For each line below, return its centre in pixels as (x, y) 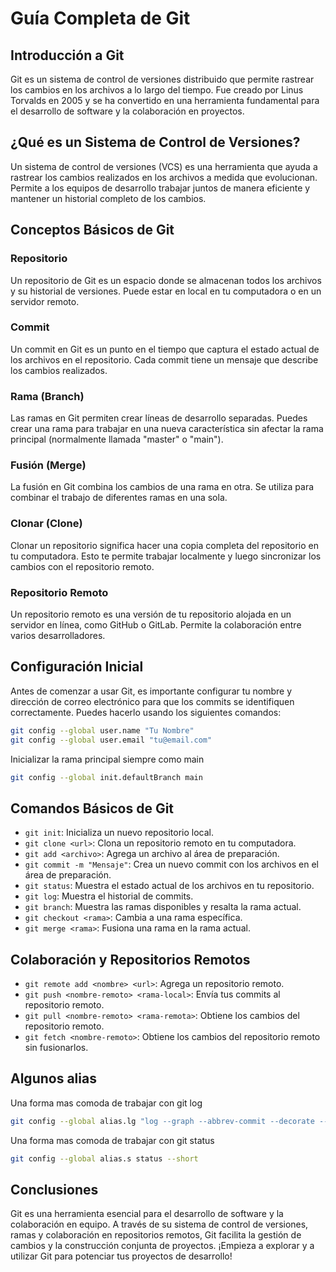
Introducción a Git (67, 55)
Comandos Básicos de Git (92, 808)
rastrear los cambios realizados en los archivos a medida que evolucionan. (164, 177)
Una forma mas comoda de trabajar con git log (106, 1103)
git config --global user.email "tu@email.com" (111, 740)
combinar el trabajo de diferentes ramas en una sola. (119, 498)
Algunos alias (53, 1078)
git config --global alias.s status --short (104, 1158)
